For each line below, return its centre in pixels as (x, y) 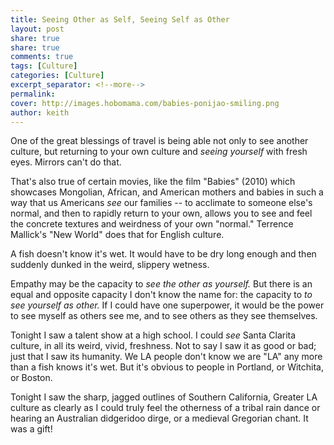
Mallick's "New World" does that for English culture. (117, 235)
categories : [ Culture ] (57, 76)
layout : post (37, 29)
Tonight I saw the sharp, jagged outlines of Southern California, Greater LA (164, 397)
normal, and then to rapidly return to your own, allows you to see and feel (161, 213)
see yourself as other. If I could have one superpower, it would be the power (167, 305)
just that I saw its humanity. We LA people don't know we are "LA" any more (166, 357)
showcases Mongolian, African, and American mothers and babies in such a (167, 192)
